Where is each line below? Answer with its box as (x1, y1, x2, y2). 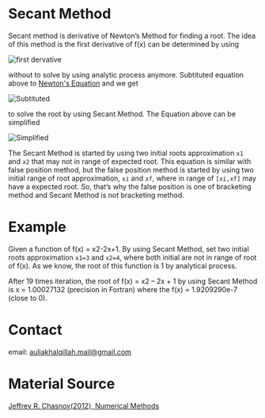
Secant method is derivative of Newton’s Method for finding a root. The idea (8, 31, 256, 40)
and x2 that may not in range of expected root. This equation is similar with (8, 156, 252, 166)
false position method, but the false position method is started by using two (8, 165, 255, 174)
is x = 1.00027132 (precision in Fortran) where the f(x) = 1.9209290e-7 (8, 284, 238, 294)
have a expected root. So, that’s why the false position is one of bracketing (8, 181, 252, 191)
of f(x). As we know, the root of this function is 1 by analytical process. (8, 260, 237, 270)
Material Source (8, 375, 115, 393)
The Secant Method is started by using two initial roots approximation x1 (8, 148, 244, 158)
